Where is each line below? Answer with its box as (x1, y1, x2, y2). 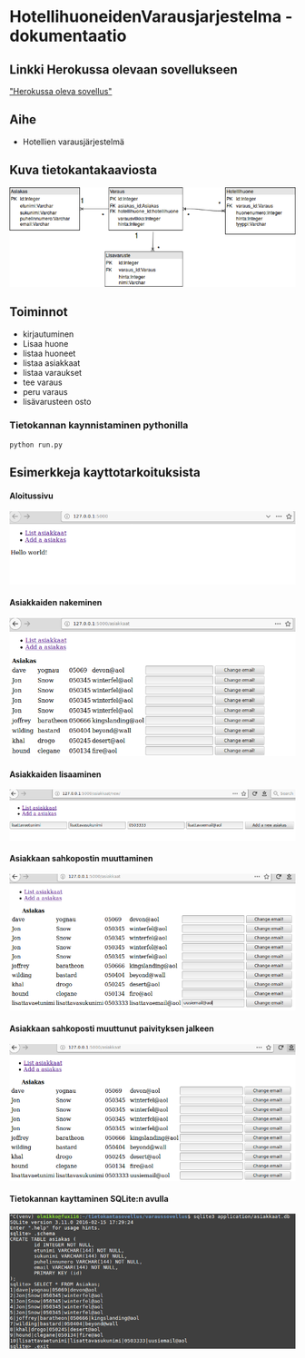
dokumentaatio (9, 25, 127, 46)
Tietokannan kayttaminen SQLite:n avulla (9, 1193, 170, 1204)
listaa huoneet (22, 348, 76, 359)
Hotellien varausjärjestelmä (22, 136, 125, 147)
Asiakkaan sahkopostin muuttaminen (9, 853, 153, 864)
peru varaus (22, 386, 68, 397)
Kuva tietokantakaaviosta (9, 162, 157, 178)
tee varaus (22, 377, 63, 388)
